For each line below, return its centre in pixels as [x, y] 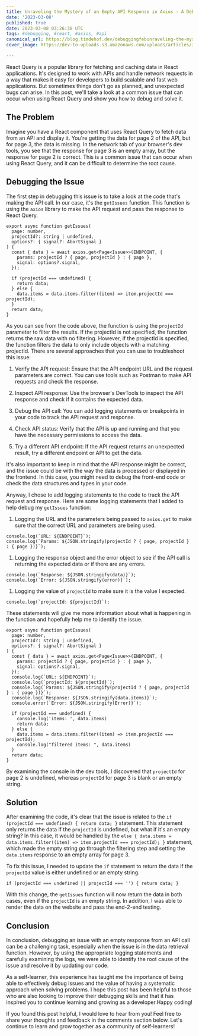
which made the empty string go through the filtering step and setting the [96, 849]
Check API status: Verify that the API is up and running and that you [97, 428]
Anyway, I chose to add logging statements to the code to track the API [93, 495]
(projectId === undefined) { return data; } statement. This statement [94, 823]
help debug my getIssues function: [49, 507]
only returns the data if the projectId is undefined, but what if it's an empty [98, 830]
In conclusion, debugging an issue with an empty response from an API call [98, 940]
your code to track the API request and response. [75, 417]
